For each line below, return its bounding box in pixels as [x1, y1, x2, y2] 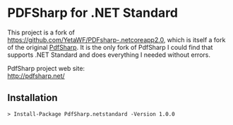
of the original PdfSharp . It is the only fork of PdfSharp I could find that [7, 43, 213, 51]
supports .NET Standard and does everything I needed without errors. [7, 51, 210, 59]
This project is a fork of [7, 28, 76, 37]
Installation [7, 92, 58, 104]
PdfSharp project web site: [7, 64, 85, 72]
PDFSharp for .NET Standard [7, 5, 179, 21]
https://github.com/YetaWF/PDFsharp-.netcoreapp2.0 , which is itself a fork [7, 35, 226, 44]
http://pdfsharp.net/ [7, 72, 65, 80]
